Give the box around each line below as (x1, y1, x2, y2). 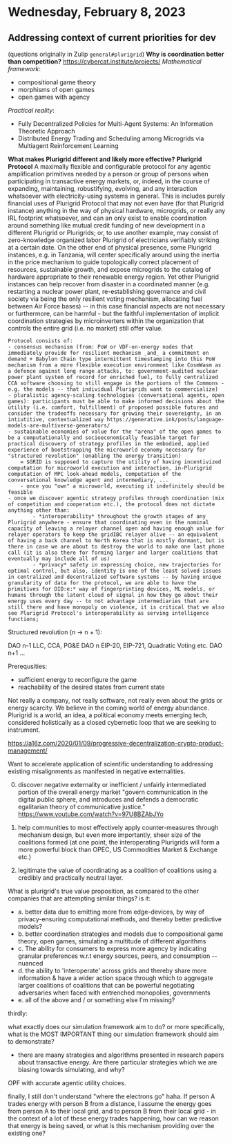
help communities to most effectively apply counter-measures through (17, 824, 219, 831)
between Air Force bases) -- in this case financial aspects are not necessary (8, 302, 225, 310)
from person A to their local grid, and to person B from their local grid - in (8, 1107, 216, 1115)
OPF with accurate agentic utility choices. (8, 1079, 126, 1087)
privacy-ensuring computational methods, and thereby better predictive (17, 915, 222, 923)
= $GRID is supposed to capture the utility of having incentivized (20, 459, 222, 465)
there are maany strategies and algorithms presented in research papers (17, 1051, 224, 1059)
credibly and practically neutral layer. (17, 874, 124, 882)
